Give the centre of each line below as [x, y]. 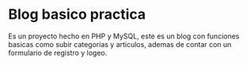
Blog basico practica [77, 14]
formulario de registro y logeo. [58, 52]
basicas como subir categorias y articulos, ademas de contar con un [120, 44]
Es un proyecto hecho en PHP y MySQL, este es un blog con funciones [124, 36]
